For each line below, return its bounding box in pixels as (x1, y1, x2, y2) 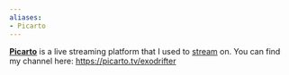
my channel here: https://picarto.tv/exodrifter (9, 55, 176, 66)
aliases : (9, 12, 42, 22)
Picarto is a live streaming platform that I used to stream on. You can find (9, 46, 281, 56)
